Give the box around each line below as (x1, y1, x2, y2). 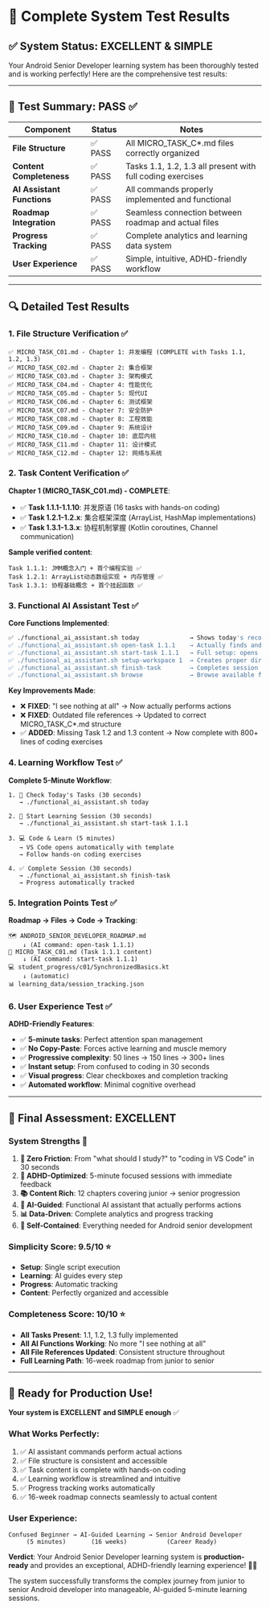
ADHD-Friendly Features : (8, 1019, 95, 1029)
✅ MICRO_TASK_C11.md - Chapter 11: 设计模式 (8, 440, 157, 449)
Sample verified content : (8, 547, 93, 557)
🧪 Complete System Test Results (8, 7, 231, 26)
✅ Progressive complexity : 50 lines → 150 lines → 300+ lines (19, 1053, 225, 1063)
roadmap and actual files (125, 216, 219, 228)
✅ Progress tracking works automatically (19, 1483, 155, 1492)
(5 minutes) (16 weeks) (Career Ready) (26, 1537, 218, 1545)
